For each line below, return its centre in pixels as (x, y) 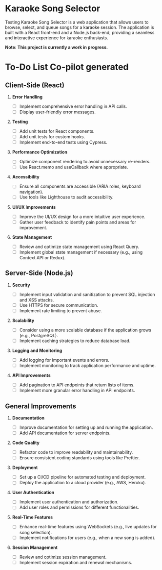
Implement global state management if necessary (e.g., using (81, 252)
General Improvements (41, 406)
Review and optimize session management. (63, 557)
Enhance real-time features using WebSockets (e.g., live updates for (88, 527)
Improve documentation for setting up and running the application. (86, 427)
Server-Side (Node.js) (39, 273)
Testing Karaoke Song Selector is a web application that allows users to (77, 22)
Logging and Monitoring (37, 350)
